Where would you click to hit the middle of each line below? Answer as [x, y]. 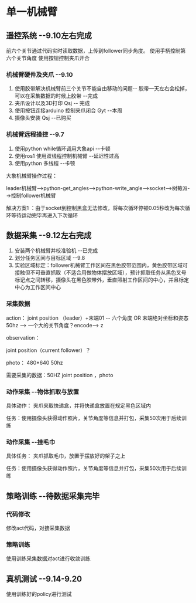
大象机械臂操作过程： [32, 175]
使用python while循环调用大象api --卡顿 [62, 148]
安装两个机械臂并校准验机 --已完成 [56, 250]
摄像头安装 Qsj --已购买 [43, 118]
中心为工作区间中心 [38, 287]
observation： [23, 337]
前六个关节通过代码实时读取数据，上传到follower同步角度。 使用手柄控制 [93, 51]
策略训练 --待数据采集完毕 [53, 496]
